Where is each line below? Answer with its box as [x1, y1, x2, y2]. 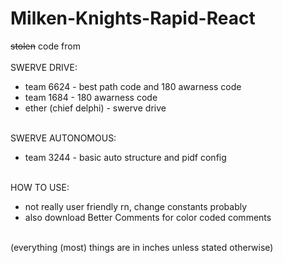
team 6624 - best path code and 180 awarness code [24, 80, 242, 92]
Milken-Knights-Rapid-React [10, 7, 256, 30]
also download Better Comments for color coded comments [24, 211, 272, 223]
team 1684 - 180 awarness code [24, 91, 158, 103]
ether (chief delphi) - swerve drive [24, 102, 167, 114]
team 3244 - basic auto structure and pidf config [24, 151, 227, 163]
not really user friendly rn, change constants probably [24, 200, 248, 212]
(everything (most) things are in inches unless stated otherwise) [10, 241, 274, 253]
